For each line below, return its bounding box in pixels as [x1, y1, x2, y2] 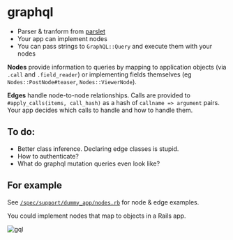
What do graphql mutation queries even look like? [17, 159, 160, 168]
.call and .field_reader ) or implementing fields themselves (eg [7, 70, 192, 79]
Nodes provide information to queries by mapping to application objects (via [7, 63, 227, 71]
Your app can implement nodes [17, 34, 108, 42]
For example [7, 179, 63, 191]
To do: [7, 126, 36, 138]
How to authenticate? [17, 152, 79, 160]
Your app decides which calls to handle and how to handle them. [7, 106, 193, 114]
